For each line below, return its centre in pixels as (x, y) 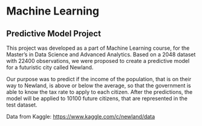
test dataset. (22, 105)
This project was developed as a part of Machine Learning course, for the (98, 48)
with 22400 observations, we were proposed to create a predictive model (98, 61)
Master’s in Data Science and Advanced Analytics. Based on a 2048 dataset (101, 55)
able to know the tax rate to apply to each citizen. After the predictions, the (99, 92)
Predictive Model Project (54, 34)
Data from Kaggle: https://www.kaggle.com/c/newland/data (81, 117)
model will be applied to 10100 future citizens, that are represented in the (97, 98)
